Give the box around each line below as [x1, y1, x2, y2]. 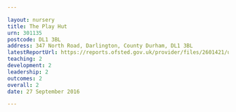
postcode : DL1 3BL [7, 36, 61, 43]
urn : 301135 [7, 29, 42, 36]
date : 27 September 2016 [7, 88, 80, 95]
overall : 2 [7, 81, 39, 88]
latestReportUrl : [7, 49, 58, 56]
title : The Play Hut [7, 22, 68, 30]
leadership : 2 [7, 68, 49, 76]
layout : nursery [7, 16, 55, 23]
